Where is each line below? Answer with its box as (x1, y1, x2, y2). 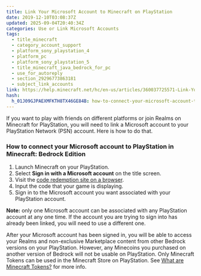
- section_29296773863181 (11, 76, 77, 82)
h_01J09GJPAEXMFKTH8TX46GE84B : (11, 98, 90, 104)
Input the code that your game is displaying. (14, 182, 124, 190)
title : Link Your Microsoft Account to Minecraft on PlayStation (6, 8, 172, 15)
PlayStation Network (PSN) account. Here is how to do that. (6, 127, 153, 134)
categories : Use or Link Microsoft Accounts (6, 25, 119, 32)
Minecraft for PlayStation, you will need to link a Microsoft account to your (6, 121, 189, 128)
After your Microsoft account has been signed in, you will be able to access (6, 231, 192, 238)
